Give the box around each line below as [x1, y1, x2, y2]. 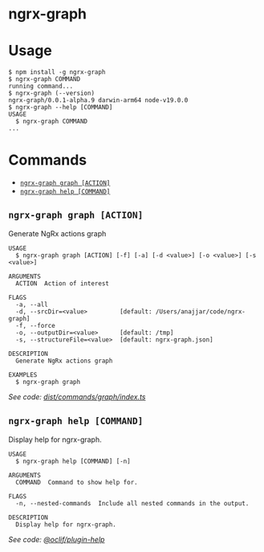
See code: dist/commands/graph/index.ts [8, 391, 146, 402]
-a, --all [15, 301, 48, 309]
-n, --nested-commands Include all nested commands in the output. [15, 499, 250, 507]
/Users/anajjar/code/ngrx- [155, 307, 246, 316]
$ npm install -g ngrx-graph [8, 68, 106, 76]
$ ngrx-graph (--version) [8, 89, 95, 97]
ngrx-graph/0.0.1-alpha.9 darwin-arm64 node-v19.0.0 [8, 96, 189, 104]
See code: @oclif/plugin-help [8, 534, 105, 544]
